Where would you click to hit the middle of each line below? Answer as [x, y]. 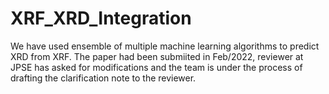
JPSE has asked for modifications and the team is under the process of [156, 67]
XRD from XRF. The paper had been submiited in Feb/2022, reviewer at [157, 56]
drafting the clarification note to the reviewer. [103, 78]
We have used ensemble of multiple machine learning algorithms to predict [165, 46]
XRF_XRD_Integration [101, 18]
